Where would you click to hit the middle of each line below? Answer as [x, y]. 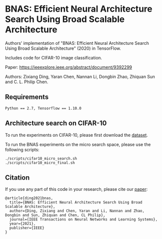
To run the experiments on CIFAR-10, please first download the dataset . [77, 135]
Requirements [27, 97]
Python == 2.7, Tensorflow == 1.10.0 [43, 108]
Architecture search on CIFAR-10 [56, 123]
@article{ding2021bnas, [29, 198]
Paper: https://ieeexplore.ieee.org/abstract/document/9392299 [69, 67]
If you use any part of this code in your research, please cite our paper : [76, 189]
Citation [18, 177]
